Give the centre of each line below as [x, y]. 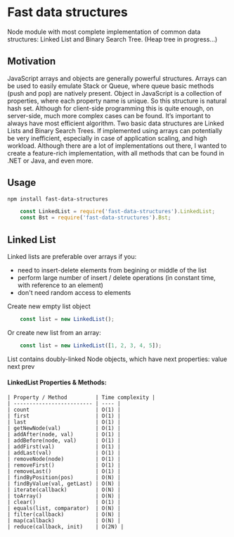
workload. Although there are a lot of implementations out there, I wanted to [117, 146]
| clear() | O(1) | [64, 503]
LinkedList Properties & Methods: [57, 383]
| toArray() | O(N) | [64, 496]
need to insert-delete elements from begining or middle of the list [112, 270]
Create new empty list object [49, 306]
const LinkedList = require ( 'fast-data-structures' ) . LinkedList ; [118, 211]
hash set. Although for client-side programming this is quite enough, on [111, 108]
